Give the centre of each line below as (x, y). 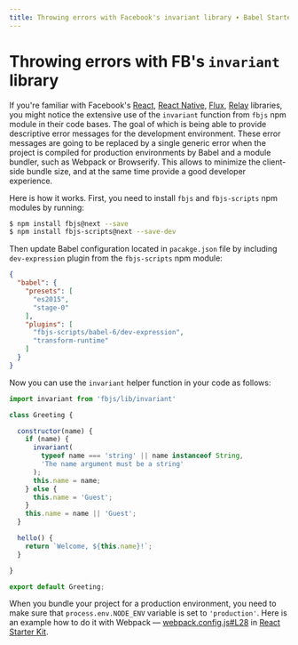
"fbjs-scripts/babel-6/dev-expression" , (108, 333)
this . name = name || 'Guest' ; (81, 514)
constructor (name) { (55, 431)
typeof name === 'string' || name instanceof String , (142, 456)
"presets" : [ (49, 291)
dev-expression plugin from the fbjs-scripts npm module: (116, 258)
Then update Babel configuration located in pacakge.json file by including (143, 249)
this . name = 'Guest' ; (73, 497)
